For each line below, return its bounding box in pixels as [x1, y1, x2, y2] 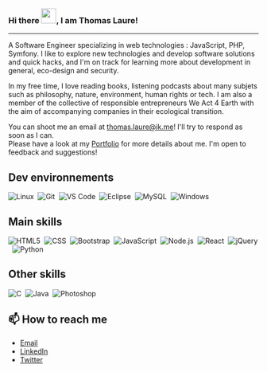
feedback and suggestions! [8, 147, 98, 157]
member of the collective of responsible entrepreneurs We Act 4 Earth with [8, 98, 254, 108]
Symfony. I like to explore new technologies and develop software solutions [8, 49, 256, 59]
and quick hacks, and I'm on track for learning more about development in [8, 57, 251, 67]
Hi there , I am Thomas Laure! [8, 14, 139, 25]
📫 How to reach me [8, 313, 108, 327]
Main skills [8, 215, 63, 229]
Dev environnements [8, 170, 114, 184]
